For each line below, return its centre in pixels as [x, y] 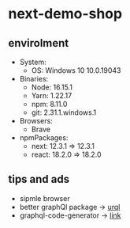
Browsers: [36, 121]
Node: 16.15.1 [52, 87]
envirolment [39, 43]
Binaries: [34, 79]
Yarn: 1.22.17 [52, 95]
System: [33, 62]
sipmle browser [45, 198]
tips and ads [39, 179]
